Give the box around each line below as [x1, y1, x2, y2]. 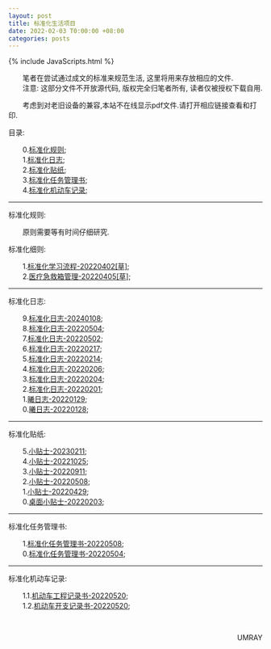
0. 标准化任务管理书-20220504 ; [23, 549, 127, 558]
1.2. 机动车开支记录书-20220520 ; [23, 601, 131, 611]
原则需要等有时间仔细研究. [23, 227, 110, 237]
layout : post [8, 11, 52, 20]
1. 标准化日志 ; [23, 155, 65, 165]
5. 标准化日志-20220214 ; [23, 354, 103, 364]
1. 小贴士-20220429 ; [23, 487, 90, 497]
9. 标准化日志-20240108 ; [23, 314, 103, 323]
